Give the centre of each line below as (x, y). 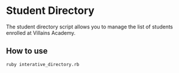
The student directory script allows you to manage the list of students (89, 27)
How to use (27, 51)
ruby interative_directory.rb (43, 64)
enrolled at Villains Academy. (41, 32)
